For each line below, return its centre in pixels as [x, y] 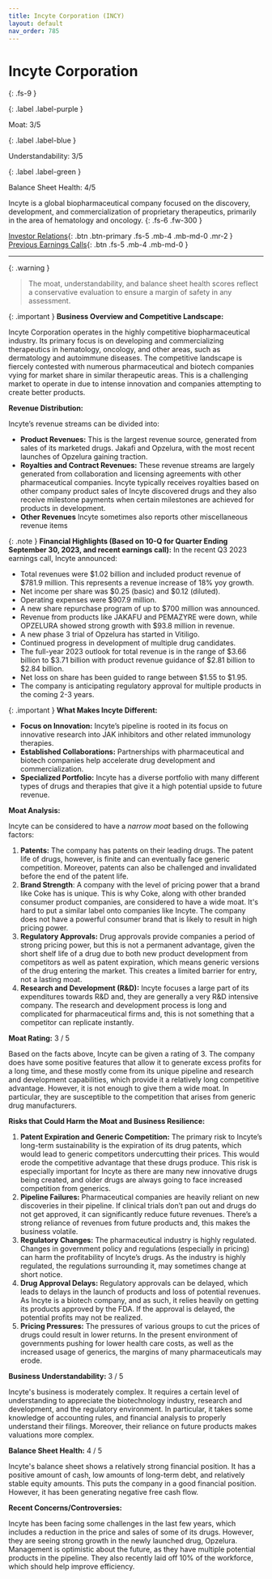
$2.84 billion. [42, 669]
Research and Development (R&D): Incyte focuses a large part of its [134, 988]
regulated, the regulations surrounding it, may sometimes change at [133, 1266]
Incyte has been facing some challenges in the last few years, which [122, 1524]
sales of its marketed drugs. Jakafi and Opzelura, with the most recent [137, 448]
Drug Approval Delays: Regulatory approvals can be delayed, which [134, 1283]
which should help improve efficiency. [72, 1567]
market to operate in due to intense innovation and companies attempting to [135, 384]
